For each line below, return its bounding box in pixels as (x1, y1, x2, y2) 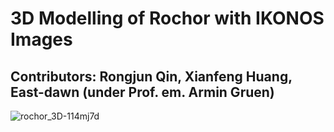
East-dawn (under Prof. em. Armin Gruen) (10, 83, 275, 101)
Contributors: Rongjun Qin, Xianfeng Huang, (10, 68, 293, 85)
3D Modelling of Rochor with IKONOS (10, 7, 325, 30)
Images (10, 28, 73, 51)
